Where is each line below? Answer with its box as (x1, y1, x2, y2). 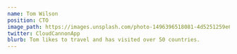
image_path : (7, 23, 42, 30)
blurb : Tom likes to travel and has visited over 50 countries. (7, 36, 200, 43)
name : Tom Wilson (7, 10, 59, 18)
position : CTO (7, 17, 49, 24)
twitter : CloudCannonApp (7, 29, 80, 37)
